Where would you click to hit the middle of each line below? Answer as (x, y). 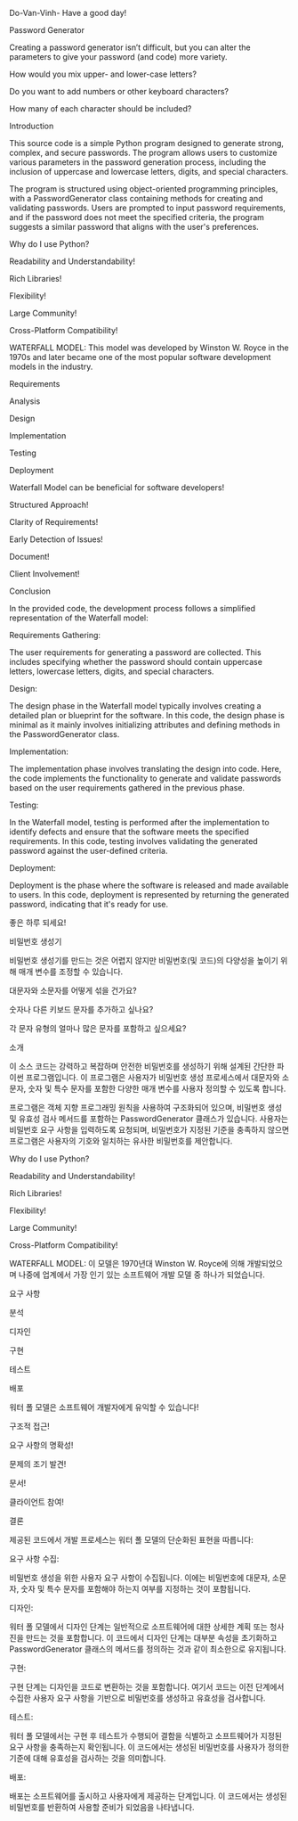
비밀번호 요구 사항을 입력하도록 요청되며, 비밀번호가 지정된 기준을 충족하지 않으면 (149, 1130)
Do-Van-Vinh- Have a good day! (68, 13)
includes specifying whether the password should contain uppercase (136, 662)
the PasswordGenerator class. (64, 734)
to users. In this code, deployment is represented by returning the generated (149, 894)
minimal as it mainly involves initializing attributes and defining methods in (145, 725)
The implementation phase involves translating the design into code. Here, (145, 769)
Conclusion (30, 591)
